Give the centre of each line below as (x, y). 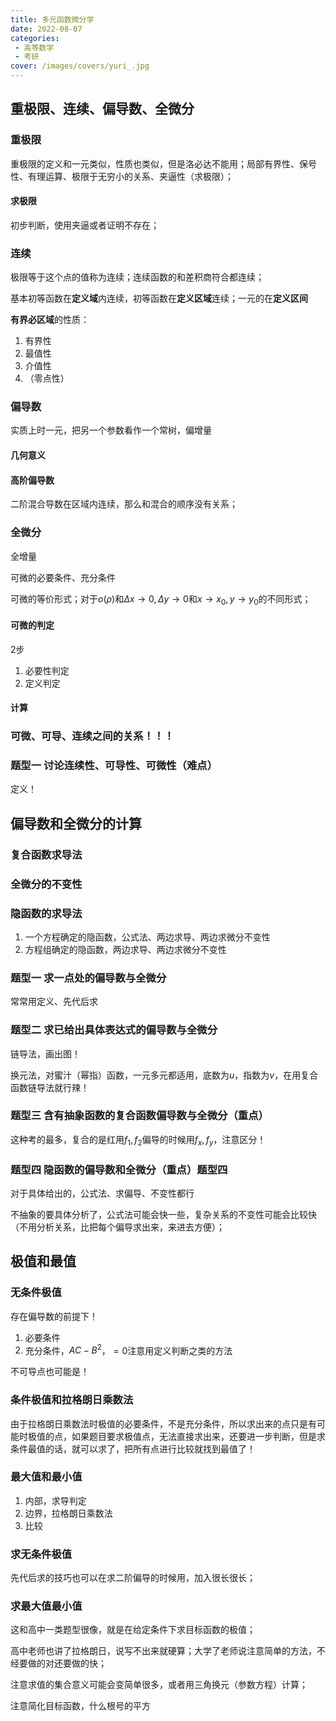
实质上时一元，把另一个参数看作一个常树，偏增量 (111, 430)
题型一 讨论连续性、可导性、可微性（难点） (114, 766)
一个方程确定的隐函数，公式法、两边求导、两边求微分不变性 (147, 937)
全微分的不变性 (46, 884)
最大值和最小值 (46, 1477)
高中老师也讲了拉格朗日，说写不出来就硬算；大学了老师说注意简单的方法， (163, 1651)
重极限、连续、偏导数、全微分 (102, 109)
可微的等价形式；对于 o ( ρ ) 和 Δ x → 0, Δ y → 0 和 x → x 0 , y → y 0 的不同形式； (161, 599)
